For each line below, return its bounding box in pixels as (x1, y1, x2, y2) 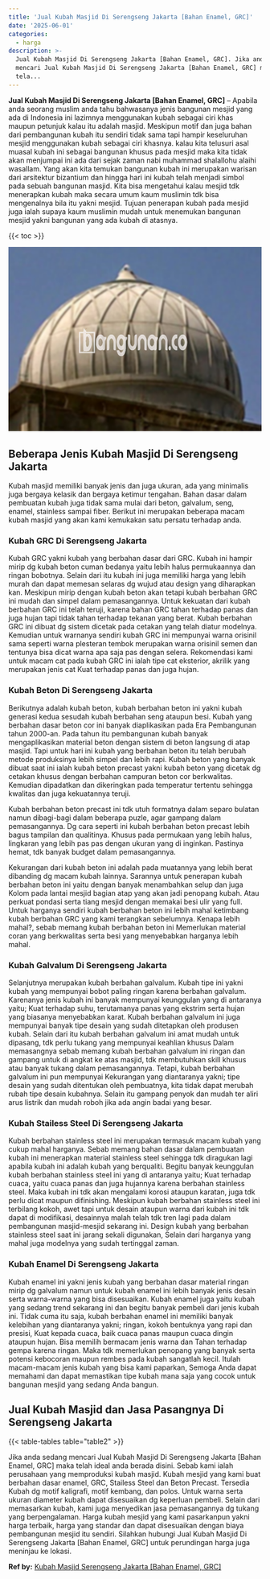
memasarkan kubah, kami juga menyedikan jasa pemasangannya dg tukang (8, 1503, 260, 1513)
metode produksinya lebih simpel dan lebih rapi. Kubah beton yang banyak (8, 754, 256, 764)
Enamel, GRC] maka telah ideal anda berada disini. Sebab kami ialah (8, 1461, 234, 1470)
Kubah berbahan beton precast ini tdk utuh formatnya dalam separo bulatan (8, 804, 260, 814)
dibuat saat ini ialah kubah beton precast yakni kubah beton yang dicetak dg (8, 763, 261, 773)
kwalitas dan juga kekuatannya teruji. (8, 789, 131, 798)
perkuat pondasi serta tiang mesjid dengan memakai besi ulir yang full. (8, 897, 243, 906)
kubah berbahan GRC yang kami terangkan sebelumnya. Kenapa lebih (8, 913, 240, 923)
